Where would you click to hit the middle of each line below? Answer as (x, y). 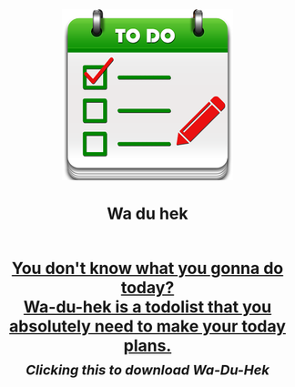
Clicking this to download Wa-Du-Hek (147, 370)
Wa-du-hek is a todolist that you (147, 307)
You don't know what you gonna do (147, 269)
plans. (147, 346)
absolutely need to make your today (147, 326)
